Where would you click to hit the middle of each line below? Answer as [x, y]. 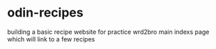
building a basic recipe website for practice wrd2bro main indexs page [108, 32]
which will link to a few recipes [51, 39]
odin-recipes [45, 13]
